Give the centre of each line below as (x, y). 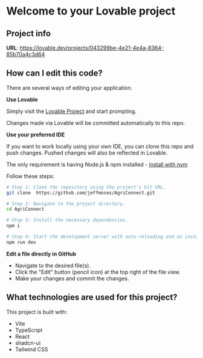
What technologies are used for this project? (92, 297)
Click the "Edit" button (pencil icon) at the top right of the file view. (98, 272)
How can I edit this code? (54, 73)
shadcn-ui (28, 343)
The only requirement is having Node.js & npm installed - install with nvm (97, 164)
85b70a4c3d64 (26, 54)
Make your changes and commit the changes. (72, 278)
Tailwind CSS (31, 349)
